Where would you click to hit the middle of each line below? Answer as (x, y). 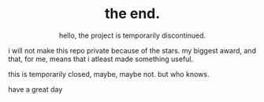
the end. (132, 14)
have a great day (35, 89)
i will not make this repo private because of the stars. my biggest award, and (132, 50)
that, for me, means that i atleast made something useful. (101, 59)
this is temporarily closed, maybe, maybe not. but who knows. (109, 74)
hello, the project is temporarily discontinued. (132, 35)
